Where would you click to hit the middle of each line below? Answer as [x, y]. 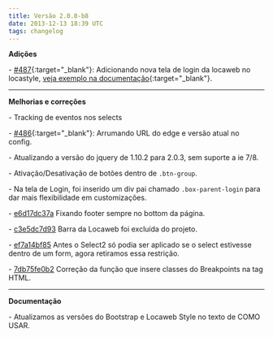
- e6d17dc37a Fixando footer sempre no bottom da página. [107, 214]
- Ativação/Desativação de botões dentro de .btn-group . [103, 173]
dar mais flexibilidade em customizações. [78, 198]
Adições [23, 54]
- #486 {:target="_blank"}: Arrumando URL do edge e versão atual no [124, 133]
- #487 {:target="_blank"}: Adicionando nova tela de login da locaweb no [130, 70]
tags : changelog [36, 31]
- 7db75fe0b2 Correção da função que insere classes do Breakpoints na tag [136, 270]
